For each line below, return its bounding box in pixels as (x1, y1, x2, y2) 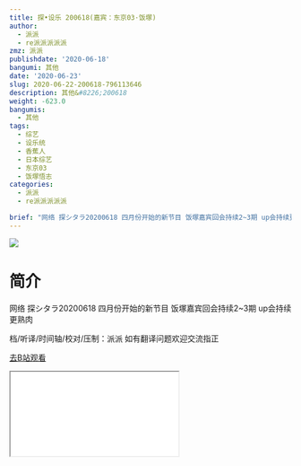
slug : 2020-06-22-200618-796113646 (9, 80, 142, 89)
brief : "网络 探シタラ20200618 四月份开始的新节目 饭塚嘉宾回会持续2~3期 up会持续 (9, 213, 290, 222)
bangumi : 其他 (9, 64, 60, 73)
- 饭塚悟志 (17, 171, 53, 180)
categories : (9, 180, 54, 189)
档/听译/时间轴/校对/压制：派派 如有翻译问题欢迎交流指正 (9, 333, 219, 344)
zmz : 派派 (9, 47, 43, 56)
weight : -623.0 (9, 96, 66, 106)
